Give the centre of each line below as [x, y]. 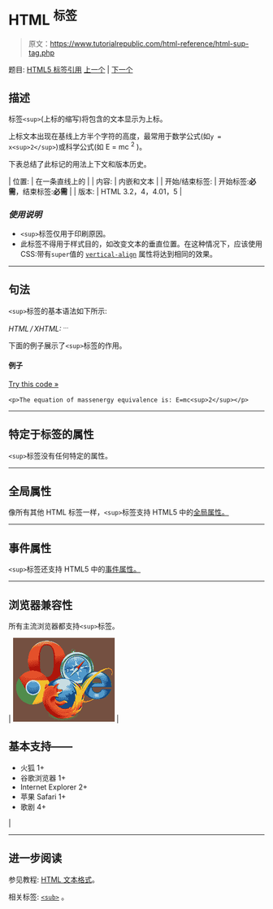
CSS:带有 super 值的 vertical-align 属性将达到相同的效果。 [118, 254]
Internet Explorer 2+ [54, 787]
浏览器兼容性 [41, 605]
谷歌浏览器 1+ [43, 777]
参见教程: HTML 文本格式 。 [54, 879]
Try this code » [34, 384]
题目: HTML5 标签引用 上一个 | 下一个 [71, 70]
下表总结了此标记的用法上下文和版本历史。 [80, 163]
